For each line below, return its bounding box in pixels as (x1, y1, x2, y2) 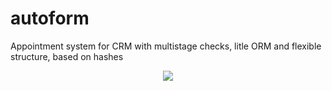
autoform (10, 7, 90, 30)
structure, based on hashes (10, 50, 124, 62)
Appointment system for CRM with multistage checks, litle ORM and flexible (10, 40, 322, 52)
